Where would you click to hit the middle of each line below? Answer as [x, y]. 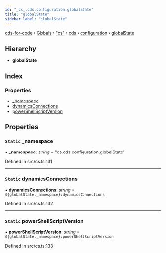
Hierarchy [21, 48]
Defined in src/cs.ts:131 [29, 161]
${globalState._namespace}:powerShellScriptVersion [59, 237]
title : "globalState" [27, 14]
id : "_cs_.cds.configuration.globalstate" [49, 10]
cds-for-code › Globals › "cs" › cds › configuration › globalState [70, 33]
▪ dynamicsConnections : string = [40, 190]
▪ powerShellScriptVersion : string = [42, 232]
